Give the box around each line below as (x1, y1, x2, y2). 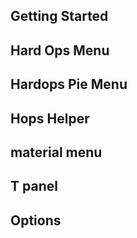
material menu (10, 144, 103, 161)
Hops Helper (10, 110, 90, 127)
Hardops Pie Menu (10, 76, 128, 93)
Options (10, 212, 62, 229)
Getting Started (10, 8, 109, 25)
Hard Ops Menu (10, 42, 110, 59)
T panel (10, 178, 58, 195)
